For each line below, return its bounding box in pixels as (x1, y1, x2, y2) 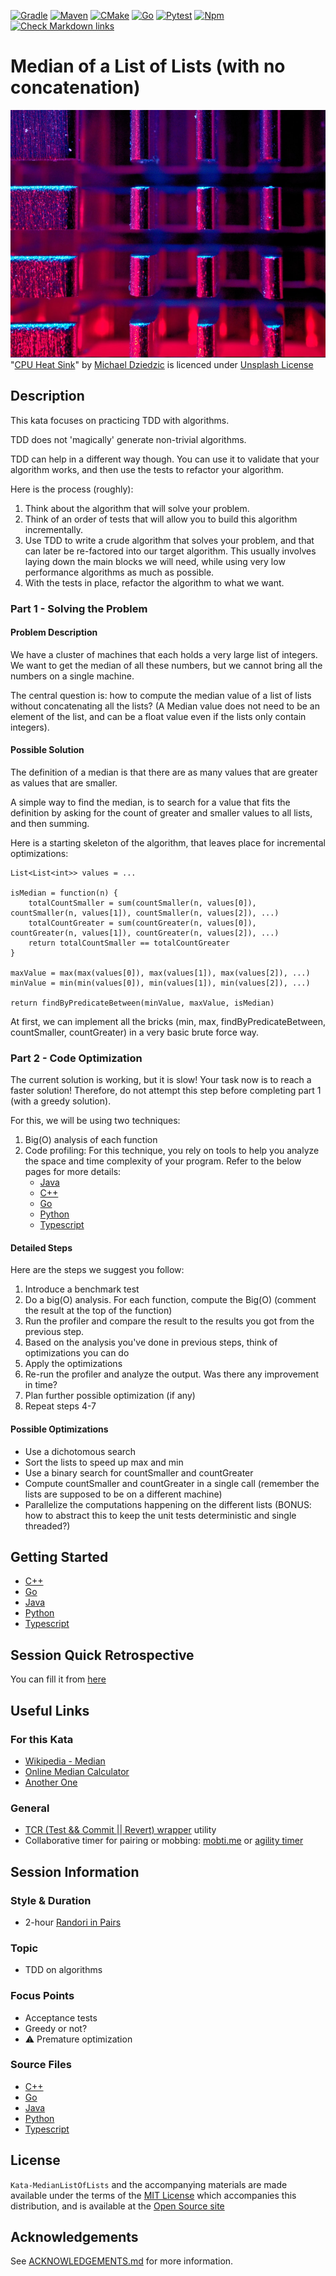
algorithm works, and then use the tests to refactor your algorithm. (10, 463, 285, 475)
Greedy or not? (24, 2022, 88, 2034)
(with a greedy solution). (10, 1095, 112, 1107)
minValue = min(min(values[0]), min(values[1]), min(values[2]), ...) (10, 978, 311, 988)
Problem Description (10, 626, 98, 639)
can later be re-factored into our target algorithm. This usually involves (24, 545, 317, 557)
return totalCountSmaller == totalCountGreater (28, 938, 230, 948)
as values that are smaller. (10, 776, 118, 789)
